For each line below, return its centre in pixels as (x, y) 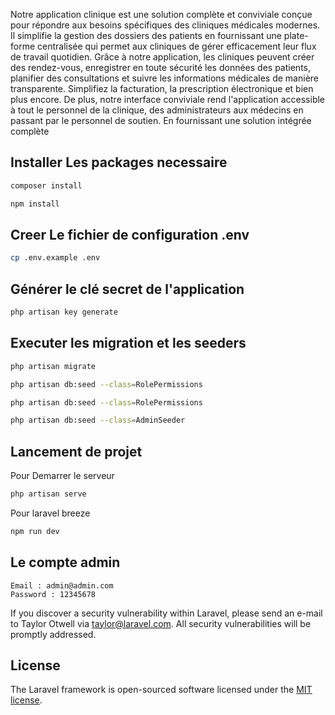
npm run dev (35, 531)
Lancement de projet (76, 451)
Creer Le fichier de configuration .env (130, 234)
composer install (46, 185)
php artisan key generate (64, 312)
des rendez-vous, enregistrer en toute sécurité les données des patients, (160, 67)
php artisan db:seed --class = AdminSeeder (98, 420)
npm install (35, 204)
